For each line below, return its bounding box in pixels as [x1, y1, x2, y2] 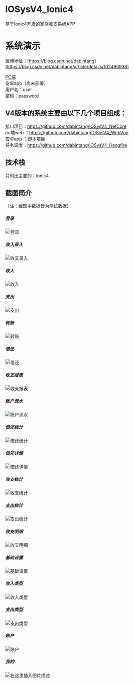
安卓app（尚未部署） [5, 80, 49, 86]
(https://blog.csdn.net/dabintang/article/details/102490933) [5, 63, 129, 69]
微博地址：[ [5, 58, 29, 64]
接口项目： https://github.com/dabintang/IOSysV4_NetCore [5, 123, 127, 129]
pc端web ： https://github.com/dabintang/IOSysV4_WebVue [5, 129, 129, 135]
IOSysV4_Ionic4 [5, 4, 74, 15]
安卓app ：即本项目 [5, 136, 45, 142]
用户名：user [5, 87, 33, 93]
